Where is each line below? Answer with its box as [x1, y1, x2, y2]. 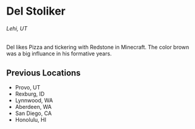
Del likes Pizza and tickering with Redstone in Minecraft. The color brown [6, 44, 190, 51]
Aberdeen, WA [15, 103, 52, 111]
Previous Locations [6, 68, 81, 78]
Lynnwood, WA [15, 97, 53, 104]
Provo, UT [15, 84, 41, 91]
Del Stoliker [6, 4, 66, 18]
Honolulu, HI [15, 116, 47, 124]
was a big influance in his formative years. [6, 50, 112, 57]
